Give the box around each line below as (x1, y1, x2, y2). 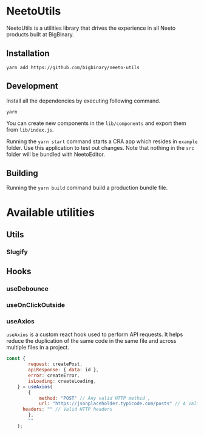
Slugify (6, 248, 29, 256)
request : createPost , (28, 361, 83, 368)
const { (6, 356, 26, 362)
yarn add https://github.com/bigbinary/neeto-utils (6, 64, 140, 70)
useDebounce (6, 285, 49, 293)
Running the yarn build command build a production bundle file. (6, 184, 168, 192)
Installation (6, 49, 50, 59)
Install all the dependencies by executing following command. (6, 97, 161, 104)
